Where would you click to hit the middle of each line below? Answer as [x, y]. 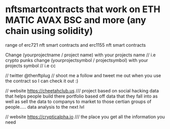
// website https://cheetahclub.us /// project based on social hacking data [82, 90]
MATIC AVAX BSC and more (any [76, 20]
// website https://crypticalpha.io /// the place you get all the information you [85, 117]
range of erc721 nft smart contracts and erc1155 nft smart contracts [76, 45]
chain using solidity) [49, 31]
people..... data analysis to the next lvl [45, 107]
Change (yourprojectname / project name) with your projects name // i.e [80, 55]
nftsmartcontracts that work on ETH [83, 9]
